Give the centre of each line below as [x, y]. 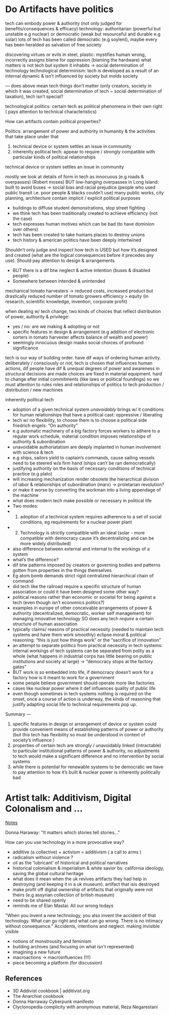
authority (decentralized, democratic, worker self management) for [82, 613]
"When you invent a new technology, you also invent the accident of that [81, 915]
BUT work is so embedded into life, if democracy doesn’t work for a [83, 672]
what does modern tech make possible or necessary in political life [82, 500]
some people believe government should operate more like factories [83, 683]
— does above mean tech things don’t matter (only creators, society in [78, 86]
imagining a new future [36, 952]
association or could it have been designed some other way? [76, 592]
